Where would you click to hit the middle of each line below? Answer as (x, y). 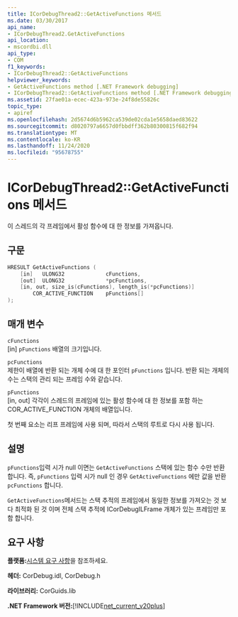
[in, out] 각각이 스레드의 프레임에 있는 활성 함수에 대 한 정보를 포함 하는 (106, 400)
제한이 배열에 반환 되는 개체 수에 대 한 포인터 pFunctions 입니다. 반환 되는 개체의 (118, 370)
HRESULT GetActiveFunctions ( (52, 267)
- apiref (20, 113)
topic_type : (25, 107)
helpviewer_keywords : (39, 80)
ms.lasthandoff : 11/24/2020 (49, 146)
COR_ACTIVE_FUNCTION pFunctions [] (88, 294)
